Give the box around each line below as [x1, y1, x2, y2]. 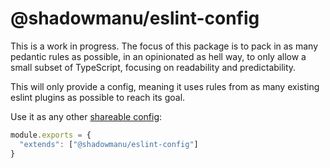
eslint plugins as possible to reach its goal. [10, 91, 186, 103]
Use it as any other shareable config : [10, 110, 163, 122]
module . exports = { [10, 130, 92, 140]
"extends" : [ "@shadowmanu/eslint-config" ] [19, 139, 199, 149]
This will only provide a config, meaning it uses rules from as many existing [10, 80, 320, 92]
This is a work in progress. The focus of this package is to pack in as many [10, 40, 319, 52]
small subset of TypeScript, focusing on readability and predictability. [10, 61, 297, 73]
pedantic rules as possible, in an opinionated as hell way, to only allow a [10, 50, 307, 62]
